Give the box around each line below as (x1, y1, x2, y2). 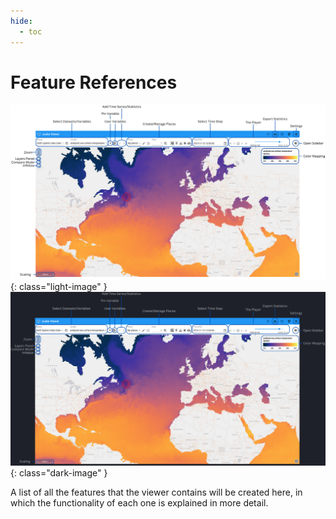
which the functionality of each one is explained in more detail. (10, 496, 269, 509)
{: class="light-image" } (10, 280, 108, 292)
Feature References (10, 71, 178, 94)
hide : (10, 16, 33, 26)
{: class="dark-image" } (10, 466, 108, 479)
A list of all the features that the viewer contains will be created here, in (10, 486, 303, 498)
